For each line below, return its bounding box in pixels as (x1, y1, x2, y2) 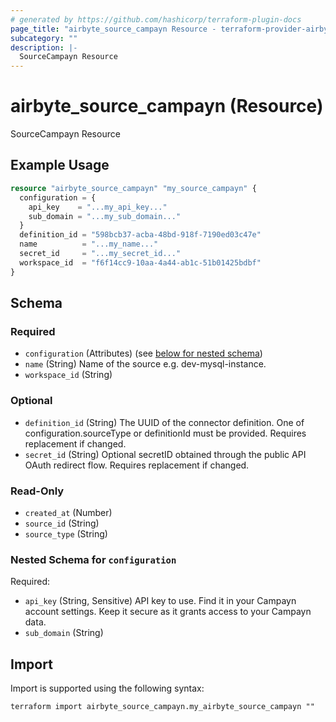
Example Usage (10, 157, 110, 174)
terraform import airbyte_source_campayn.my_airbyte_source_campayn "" (10, 702, 315, 712)
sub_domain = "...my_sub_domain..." (28, 211, 182, 221)
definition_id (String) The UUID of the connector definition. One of (24, 416, 305, 428)
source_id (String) (24, 517, 100, 529)
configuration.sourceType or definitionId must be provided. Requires (24, 427, 307, 439)
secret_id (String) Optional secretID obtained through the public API (24, 448, 307, 460)
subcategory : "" (10, 33, 78, 43)
